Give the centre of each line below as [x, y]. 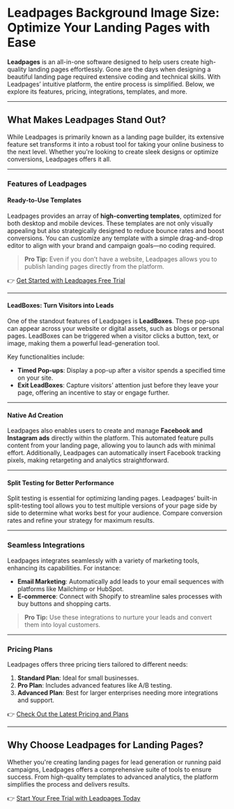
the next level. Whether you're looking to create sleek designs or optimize [113, 151]
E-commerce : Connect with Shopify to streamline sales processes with [120, 596]
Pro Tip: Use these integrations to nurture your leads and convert [118, 617]
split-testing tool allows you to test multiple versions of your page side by [112, 506]
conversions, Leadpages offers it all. [59, 159]
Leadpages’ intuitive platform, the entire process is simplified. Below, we [111, 84]
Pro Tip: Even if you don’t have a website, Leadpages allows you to [120, 259]
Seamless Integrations [46, 545]
